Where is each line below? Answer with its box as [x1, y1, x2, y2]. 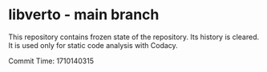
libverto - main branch [8, 6, 160, 24]
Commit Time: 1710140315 [8, 56, 95, 66]
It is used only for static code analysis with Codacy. [8, 40, 178, 50]
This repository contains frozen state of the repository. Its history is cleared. [8, 32, 259, 42]
